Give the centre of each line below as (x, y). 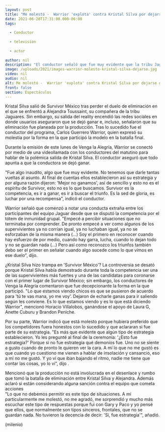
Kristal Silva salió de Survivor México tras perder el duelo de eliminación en (81, 106)
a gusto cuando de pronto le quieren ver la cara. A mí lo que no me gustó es (82, 348)
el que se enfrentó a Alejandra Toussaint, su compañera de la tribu (72, 111)
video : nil (16, 74)
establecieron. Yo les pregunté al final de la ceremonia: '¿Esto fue (71, 337)
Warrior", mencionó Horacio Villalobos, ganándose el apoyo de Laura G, (78, 307)
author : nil (17, 60)
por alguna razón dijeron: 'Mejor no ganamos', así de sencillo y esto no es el (82, 183)
